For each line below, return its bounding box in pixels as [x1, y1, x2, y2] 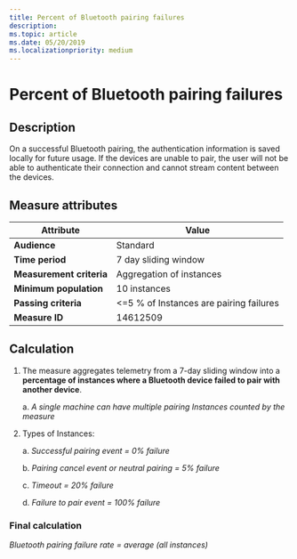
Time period [13, 253, 67, 265]
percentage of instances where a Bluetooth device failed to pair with [21, 375, 280, 385]
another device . [21, 384, 83, 394]
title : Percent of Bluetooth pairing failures [9, 12, 185, 22]
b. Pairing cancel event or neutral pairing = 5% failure [21, 462, 221, 473]
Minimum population [13, 282, 104, 295]
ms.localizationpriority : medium [9, 46, 133, 55]
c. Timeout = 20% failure [21, 480, 114, 490]
